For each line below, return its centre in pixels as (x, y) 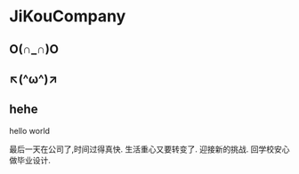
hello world (30, 130)
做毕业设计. (30, 160)
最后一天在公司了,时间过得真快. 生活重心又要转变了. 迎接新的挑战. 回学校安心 (149, 149)
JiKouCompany (68, 16)
